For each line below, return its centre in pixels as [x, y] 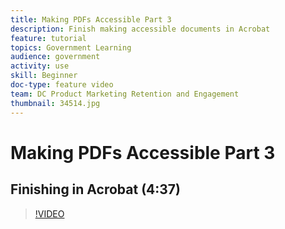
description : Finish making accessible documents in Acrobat [140, 29]
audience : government [55, 57]
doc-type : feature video [62, 85]
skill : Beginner [44, 76]
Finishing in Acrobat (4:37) [95, 189]
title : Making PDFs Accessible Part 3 [91, 19]
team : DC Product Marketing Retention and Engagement [125, 94]
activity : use [40, 66]
